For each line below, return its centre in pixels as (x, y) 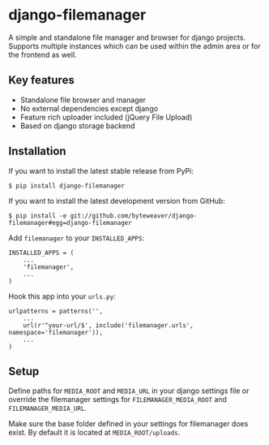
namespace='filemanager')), (56, 332)
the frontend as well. (43, 54)
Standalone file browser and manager (83, 100)
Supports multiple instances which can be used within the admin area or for (134, 45)
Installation (37, 151)
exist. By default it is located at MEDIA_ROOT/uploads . (94, 433)
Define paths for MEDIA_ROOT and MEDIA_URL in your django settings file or (129, 391)
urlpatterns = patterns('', (56, 311)
